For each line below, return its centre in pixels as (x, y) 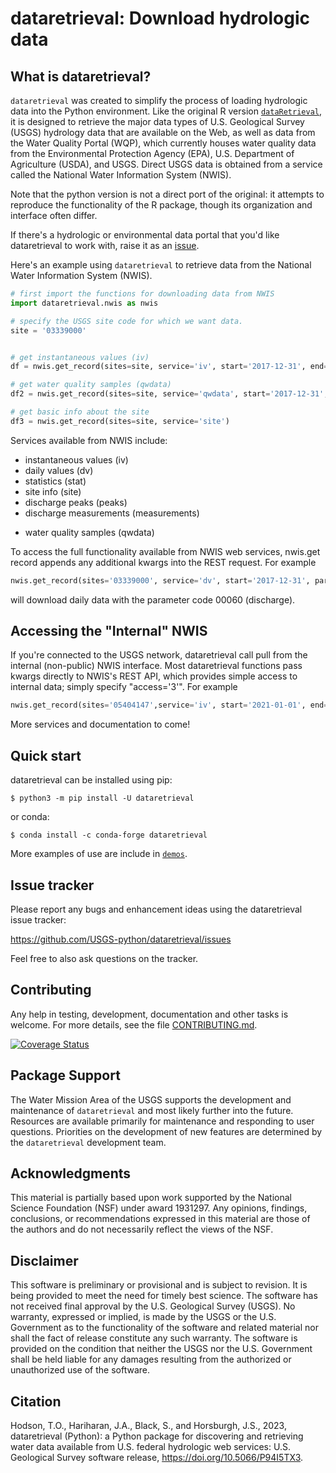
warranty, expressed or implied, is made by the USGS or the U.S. (143, 1317)
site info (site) (53, 491)
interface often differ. (54, 215)
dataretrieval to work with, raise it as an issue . (105, 245)
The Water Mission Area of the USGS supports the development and (151, 1099)
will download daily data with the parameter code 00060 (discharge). (153, 599)
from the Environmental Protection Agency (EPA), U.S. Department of (152, 153)
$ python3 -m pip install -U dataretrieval (102, 798)
